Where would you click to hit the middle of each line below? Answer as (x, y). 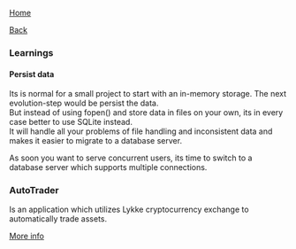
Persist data (32, 74)
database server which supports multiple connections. (108, 167)
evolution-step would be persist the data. (84, 103)
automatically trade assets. (58, 219)
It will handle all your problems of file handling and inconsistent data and (141, 131)
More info (27, 236)
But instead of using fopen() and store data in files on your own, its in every (146, 113)
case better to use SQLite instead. (71, 122)
